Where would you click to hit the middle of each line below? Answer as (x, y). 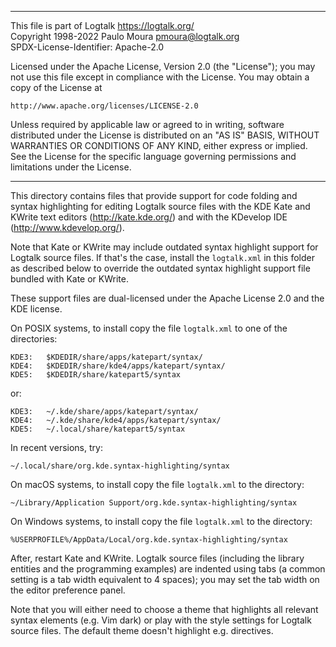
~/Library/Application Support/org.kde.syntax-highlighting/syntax (154, 503)
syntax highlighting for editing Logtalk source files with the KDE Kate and (160, 206)
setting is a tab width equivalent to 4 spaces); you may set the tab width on (165, 579)
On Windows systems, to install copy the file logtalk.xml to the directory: (161, 521)
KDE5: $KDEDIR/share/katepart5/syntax (96, 375)
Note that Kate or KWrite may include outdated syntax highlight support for (164, 247)
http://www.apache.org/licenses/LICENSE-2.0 (104, 106)
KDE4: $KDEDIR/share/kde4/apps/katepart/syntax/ (118, 366)
